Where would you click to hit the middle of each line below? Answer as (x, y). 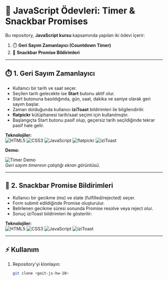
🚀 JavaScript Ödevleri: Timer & (70, 11)
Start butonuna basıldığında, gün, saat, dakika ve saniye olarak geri (81, 99)
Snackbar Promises (47, 21)
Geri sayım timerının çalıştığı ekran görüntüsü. (53, 165)
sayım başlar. (26, 104)
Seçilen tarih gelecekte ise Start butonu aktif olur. (63, 93)
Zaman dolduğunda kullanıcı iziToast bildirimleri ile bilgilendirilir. (78, 109)
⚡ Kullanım (22, 250)
